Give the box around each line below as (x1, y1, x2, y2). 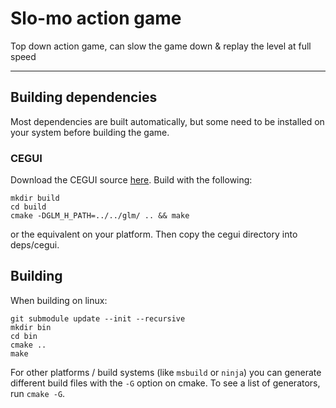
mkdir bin (10, 322, 52, 332)
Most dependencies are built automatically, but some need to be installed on (10, 115, 325, 127)
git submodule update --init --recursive (10, 313, 186, 324)
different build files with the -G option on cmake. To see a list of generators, (10, 377, 321, 389)
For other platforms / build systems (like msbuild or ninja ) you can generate (10, 366, 322, 378)
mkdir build (10, 193, 60, 204)
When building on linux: (10, 294, 108, 306)
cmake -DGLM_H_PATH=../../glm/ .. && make (10, 211, 190, 221)
